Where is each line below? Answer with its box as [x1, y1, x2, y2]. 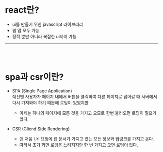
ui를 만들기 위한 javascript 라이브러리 [12, 21, 83, 27]
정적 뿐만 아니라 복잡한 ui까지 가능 [12, 34, 77, 39]
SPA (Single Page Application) [12, 88, 72, 94]
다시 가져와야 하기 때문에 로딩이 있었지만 [12, 100, 89, 105]
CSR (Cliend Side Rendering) [12, 126, 70, 132]
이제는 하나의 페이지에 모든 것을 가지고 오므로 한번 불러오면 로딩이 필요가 [19, 110, 157, 116]
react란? [5, 4, 40, 16]
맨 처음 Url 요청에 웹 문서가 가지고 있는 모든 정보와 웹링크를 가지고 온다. [19, 135, 154, 141]
